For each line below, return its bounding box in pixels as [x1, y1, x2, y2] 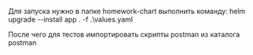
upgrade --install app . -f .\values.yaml [8, 15, 134, 24]
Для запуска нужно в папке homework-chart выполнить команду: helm [8, 7, 246, 15]
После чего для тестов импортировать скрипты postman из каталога [8, 30, 240, 39]
